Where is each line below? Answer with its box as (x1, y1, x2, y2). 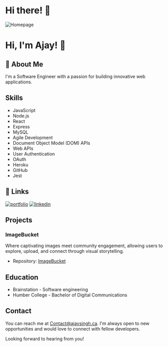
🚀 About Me (5, 60, 43, 69)
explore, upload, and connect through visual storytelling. (5, 248, 124, 254)
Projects (5, 215, 33, 224)
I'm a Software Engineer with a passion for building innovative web (5, 73, 146, 79)
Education (5, 273, 39, 281)
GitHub (12, 167, 28, 173)
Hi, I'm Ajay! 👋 (5, 39, 66, 51)
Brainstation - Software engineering (12, 287, 88, 293)
